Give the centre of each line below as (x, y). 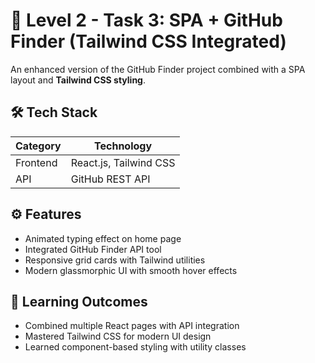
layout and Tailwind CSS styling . (78, 80)
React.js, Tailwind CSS (123, 162)
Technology (123, 146)
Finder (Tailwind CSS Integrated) (148, 41)
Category (38, 146)
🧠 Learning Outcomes (79, 301)
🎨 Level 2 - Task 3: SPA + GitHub (146, 20)
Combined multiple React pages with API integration (132, 326)
